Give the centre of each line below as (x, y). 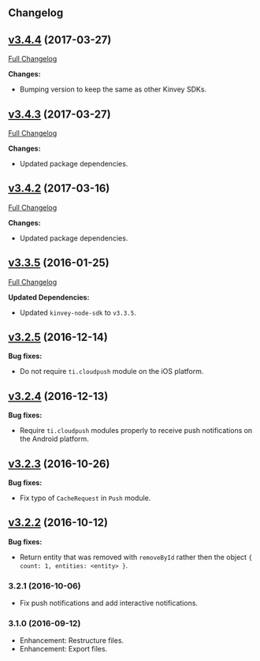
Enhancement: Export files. (63, 649)
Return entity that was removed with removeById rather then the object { (136, 557)
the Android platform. (54, 439)
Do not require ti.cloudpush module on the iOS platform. (111, 372)
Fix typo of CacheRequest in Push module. (85, 498)
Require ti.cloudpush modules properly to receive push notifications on (136, 431)
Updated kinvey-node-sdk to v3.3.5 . (78, 312)
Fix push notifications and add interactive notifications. (109, 603)
